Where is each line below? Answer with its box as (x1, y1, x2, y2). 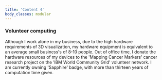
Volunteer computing (5, 28, 56, 34)
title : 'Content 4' (5, 7, 45, 12)
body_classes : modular (5, 12, 51, 16)
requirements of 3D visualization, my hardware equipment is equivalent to (5, 44, 153, 49)
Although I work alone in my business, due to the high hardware (5, 38, 133, 44)
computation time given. (5, 69, 54, 75)
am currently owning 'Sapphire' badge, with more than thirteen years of (5, 64, 149, 70)
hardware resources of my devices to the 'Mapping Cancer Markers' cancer (5, 54, 158, 60)
